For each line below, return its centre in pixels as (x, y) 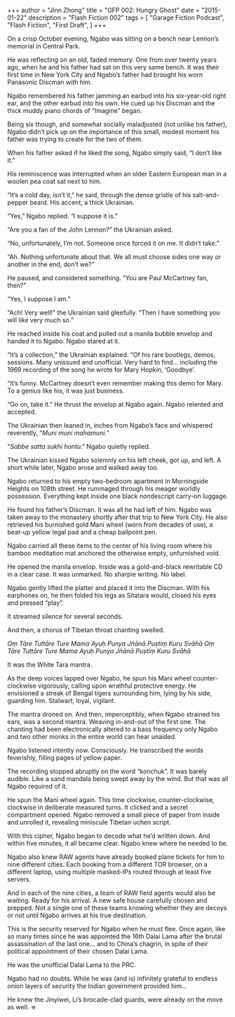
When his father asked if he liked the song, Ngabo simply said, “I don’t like (115, 153)
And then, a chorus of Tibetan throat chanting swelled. (86, 630)
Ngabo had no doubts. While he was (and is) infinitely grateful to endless (113, 978)
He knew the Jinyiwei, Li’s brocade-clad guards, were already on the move (115, 999)
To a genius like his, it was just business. (66, 391)
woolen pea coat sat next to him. (54, 181)
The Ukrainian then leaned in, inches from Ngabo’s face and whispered (110, 425)
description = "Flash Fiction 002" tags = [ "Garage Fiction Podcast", (126, 18)
